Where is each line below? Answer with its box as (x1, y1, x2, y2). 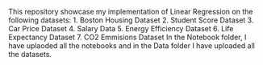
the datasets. (8, 50, 52, 59)
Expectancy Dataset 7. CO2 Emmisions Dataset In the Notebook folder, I (8, 32, 247, 42)
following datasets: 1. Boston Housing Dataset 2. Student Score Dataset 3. (8, 15, 254, 25)
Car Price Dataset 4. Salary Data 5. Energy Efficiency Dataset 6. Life (8, 24, 234, 33)
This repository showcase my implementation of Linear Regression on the (8, 7, 253, 16)
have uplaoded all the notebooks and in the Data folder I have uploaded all (8, 41, 256, 51)
